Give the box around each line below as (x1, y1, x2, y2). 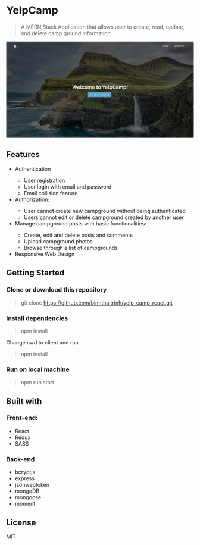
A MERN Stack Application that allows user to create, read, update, (20, 23, 185, 30)
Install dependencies (6, 314, 68, 322)
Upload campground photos (23, 237, 93, 245)
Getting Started (6, 268, 65, 278)
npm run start (20, 379, 55, 386)
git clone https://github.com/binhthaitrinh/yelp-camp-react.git (20, 299, 173, 306)
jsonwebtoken (14, 481, 49, 488)
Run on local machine (6, 365, 70, 374)
